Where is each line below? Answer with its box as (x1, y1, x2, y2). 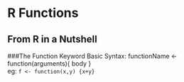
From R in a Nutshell (7, 33, 97, 45)
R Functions (7, 5, 79, 21)
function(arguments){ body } (7, 59, 92, 68)
